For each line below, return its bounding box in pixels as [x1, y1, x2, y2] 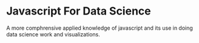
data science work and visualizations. [6, 30, 100, 38]
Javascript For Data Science [6, 4, 151, 18]
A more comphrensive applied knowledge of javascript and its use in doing [6, 24, 193, 31]
